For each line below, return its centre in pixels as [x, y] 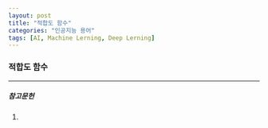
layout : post [30, 16]
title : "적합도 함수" [40, 23]
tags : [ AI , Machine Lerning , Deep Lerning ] [82, 38]
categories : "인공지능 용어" [52, 30]
